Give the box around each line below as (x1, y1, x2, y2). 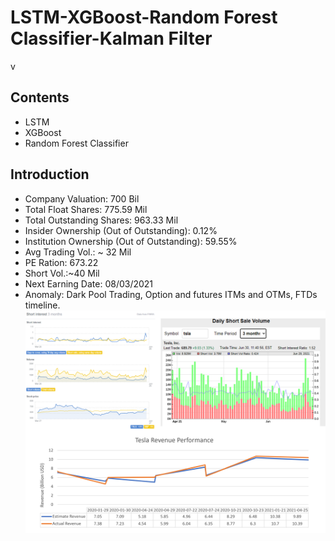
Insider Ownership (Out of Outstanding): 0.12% (24, 224, 218, 236)
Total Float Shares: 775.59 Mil (24, 203, 148, 215)
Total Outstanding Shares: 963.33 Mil (24, 214, 179, 226)
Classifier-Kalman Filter (10, 27, 213, 50)
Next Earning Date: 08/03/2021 (24, 277, 154, 290)
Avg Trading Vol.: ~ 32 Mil (24, 246, 132, 258)
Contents (10, 89, 70, 106)
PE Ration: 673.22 (24, 256, 99, 268)
